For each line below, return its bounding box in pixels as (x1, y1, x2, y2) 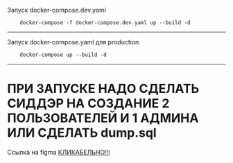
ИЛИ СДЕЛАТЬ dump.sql (7, 125, 157, 141)
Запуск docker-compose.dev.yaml (7, 6, 106, 14)
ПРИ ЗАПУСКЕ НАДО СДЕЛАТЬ (7, 81, 200, 96)
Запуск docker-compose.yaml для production (7, 38, 139, 46)
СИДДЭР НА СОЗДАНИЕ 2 (7, 96, 170, 112)
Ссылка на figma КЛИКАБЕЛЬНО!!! (7, 148, 110, 156)
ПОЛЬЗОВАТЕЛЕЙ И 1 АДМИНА (7, 110, 199, 126)
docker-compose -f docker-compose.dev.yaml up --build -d (19, 19, 191, 26)
